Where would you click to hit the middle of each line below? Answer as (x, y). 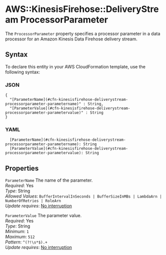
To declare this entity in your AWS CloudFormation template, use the (75, 66)
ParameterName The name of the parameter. (49, 180)
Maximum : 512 (20, 237)
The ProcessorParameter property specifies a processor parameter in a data (83, 33)
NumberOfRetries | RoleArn (33, 201)
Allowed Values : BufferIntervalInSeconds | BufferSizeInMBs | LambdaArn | (83, 196)
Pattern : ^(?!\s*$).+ (26, 242)
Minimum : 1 (17, 232)
